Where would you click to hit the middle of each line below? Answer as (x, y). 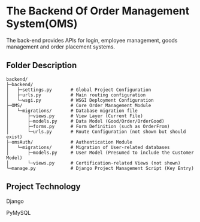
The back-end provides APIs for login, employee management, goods (92, 40)
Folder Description (42, 66)
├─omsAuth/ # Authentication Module (69, 142)
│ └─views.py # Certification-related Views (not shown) (93, 163)
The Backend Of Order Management (98, 11)
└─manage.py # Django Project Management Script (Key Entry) (100, 168)
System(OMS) (42, 24)
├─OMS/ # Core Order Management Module (79, 105)
